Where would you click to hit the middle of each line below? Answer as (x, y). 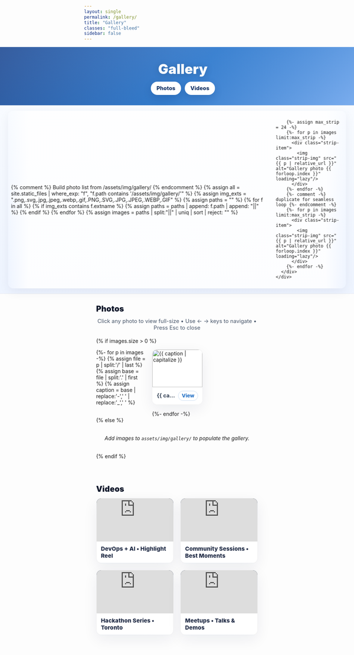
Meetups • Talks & (210, 621)
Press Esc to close (177, 328)
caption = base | (116, 390)
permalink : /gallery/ (111, 17)
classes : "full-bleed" (112, 28)
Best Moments (205, 556)
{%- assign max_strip (311, 122)
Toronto (112, 628)
